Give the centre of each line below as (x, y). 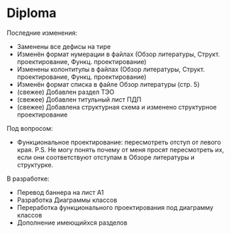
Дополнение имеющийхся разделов (72, 223)
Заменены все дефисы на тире (64, 46)
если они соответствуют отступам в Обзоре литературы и (106, 157)
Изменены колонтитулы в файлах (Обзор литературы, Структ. (111, 69)
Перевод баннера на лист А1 (60, 192)
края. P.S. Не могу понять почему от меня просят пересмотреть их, (120, 149)
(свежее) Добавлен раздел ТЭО (66, 92)
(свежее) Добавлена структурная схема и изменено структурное (117, 107)
